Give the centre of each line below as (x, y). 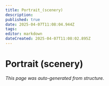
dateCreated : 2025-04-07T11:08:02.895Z (48, 39)
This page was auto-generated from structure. (55, 78)
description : (19, 15)
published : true (23, 19)
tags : (11, 29)
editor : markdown (24, 34)
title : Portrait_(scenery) (34, 10)
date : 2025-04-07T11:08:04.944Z (40, 24)
